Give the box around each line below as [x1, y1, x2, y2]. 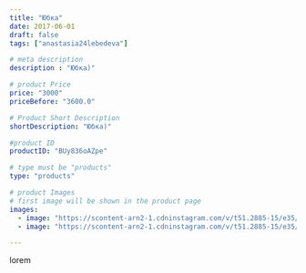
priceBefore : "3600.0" [9, 96, 96, 106]
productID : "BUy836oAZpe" [9, 147, 107, 156]
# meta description [9, 56, 84, 65]
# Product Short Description [9, 113, 120, 123]
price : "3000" [9, 88, 64, 97]
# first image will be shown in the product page [9, 197, 202, 206]
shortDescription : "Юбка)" [9, 122, 112, 131]
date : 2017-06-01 [9, 22, 76, 31]
